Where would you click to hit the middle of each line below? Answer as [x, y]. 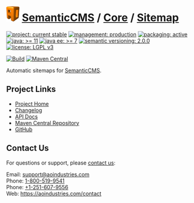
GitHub [24, 129]
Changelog [28, 110]
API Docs [26, 117]
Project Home [32, 104]
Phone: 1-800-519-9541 [35, 181]
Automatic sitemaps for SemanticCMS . [54, 70]
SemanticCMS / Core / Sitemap [100, 18]
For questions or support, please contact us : [61, 163]
